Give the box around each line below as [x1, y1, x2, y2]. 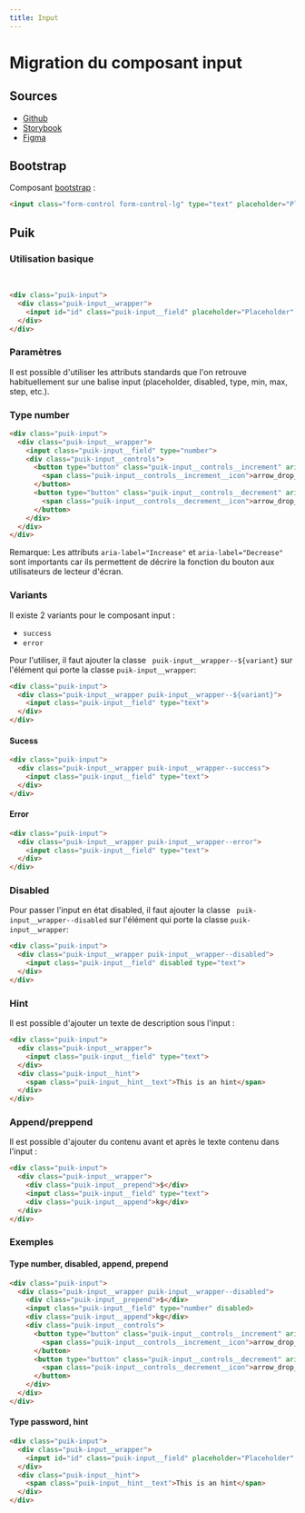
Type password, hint [9, 1417, 89, 1428]
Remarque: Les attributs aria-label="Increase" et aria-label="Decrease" [9, 547, 284, 558]
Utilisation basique [9, 252, 94, 264]
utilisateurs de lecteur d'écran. [9, 566, 124, 577]
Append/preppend [9, 1116, 93, 1129]
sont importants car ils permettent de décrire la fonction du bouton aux [9, 556, 275, 568]
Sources [9, 88, 58, 105]
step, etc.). [9, 385, 50, 396]
